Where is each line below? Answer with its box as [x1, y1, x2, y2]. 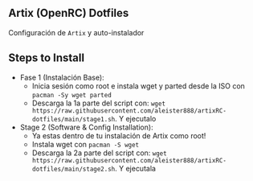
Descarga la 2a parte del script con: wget [31, 148, 167, 158]
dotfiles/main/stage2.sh [31, 165, 116, 173]
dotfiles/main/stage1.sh [31, 115, 116, 123]
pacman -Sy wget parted [31, 91, 112, 99]
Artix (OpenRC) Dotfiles [8, 6, 129, 20]
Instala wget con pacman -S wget [31, 139, 140, 149]
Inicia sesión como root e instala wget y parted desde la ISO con [31, 80, 245, 91]
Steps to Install [8, 51, 85, 65]
